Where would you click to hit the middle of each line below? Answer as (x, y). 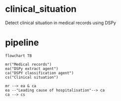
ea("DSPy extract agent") (32, 68)
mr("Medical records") (28, 64)
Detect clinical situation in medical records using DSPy (60, 23)
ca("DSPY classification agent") (40, 73)
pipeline (22, 43)
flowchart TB (19, 56)
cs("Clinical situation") (32, 77)
